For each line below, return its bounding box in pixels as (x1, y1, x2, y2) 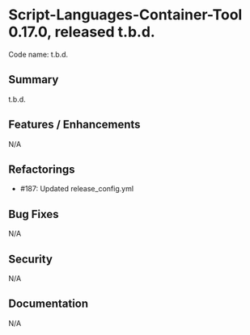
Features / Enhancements (8, 118, 141, 132)
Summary (8, 73, 59, 86)
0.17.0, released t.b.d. (8, 23, 155, 41)
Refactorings (8, 162, 75, 176)
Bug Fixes (8, 207, 59, 221)
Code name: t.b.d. (8, 49, 69, 59)
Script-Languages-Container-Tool (8, 6, 243, 24)
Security (8, 252, 53, 266)
